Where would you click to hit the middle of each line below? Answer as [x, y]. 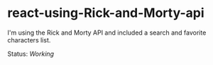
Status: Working [31, 54]
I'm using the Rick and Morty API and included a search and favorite [107, 32]
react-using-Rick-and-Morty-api [106, 13]
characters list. [29, 40]
